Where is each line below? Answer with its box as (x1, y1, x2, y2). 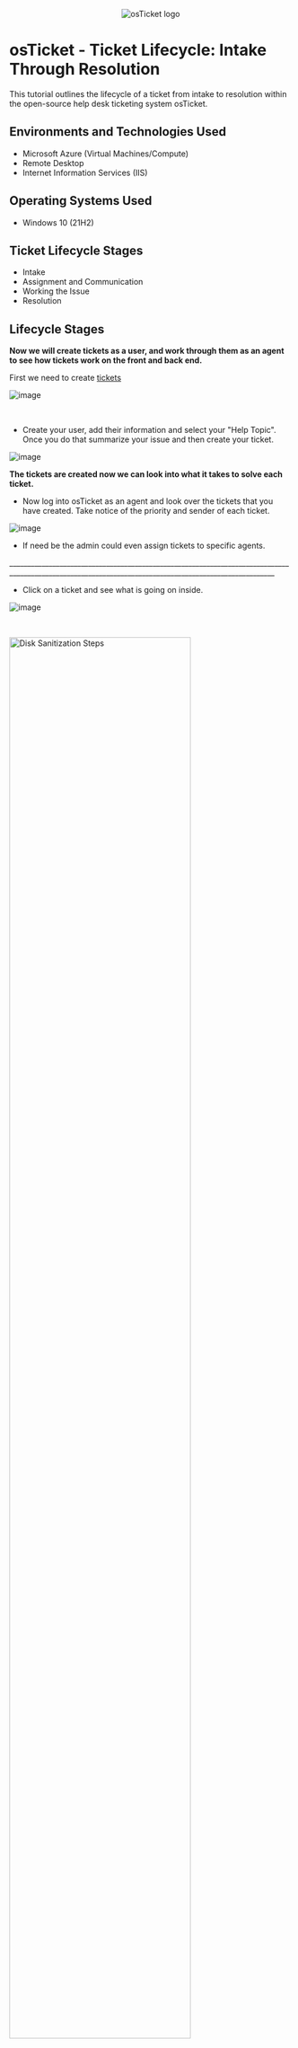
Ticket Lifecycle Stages (9, 243, 144, 258)
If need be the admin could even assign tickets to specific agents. (22, 540, 266, 552)
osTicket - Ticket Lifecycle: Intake (9, 40, 267, 60)
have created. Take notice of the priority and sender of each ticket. (22, 506, 270, 516)
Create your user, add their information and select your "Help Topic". (22, 425, 276, 436)
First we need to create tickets (9, 373, 122, 384)
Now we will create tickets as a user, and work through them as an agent (9, 346, 285, 357)
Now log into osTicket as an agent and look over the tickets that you (22, 496, 274, 507)
